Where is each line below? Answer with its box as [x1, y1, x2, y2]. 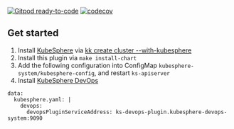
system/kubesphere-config [17, 69, 95, 77]
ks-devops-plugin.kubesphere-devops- [115, 108, 228, 116]
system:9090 [7, 114, 43, 122]
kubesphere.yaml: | [14, 96, 72, 103]
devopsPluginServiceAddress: [26, 108, 113, 116]
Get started [7, 27, 59, 39]
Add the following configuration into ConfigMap [17, 61, 158, 69]
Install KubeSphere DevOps [17, 76, 99, 84]
